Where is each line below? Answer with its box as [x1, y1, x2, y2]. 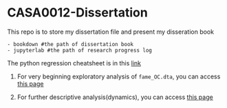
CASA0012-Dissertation [7, 5, 148, 21]
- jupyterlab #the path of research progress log [7, 47, 153, 54]
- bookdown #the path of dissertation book [7, 41, 134, 47]
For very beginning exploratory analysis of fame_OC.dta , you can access [17, 72, 221, 80]
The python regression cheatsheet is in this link [7, 58, 142, 67]
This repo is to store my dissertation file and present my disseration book [7, 28, 215, 36]
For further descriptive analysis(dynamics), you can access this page [17, 93, 213, 101]
